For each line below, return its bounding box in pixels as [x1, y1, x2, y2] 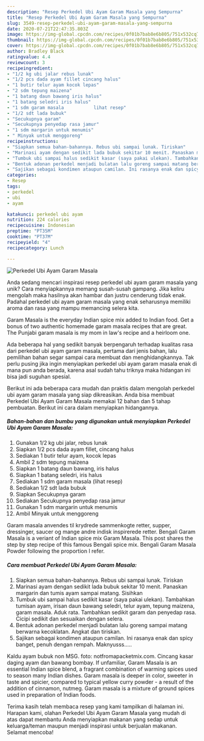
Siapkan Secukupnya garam [15, 491, 86, 498]
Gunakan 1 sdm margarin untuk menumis [15, 504, 117, 511]
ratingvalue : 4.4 [7, 54, 51, 60]
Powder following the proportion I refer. [7, 547, 105, 555]
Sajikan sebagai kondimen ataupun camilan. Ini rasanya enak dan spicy [15, 634, 193, 642]
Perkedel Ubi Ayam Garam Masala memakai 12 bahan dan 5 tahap [7, 397, 171, 404]
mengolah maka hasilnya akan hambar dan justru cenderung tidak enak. [7, 291, 186, 298]
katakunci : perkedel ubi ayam [7, 211, 84, 217]
